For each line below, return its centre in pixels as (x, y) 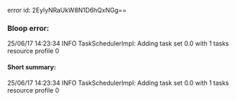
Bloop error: (28, 28)
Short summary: (32, 67)
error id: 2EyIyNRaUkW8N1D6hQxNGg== (67, 10)
